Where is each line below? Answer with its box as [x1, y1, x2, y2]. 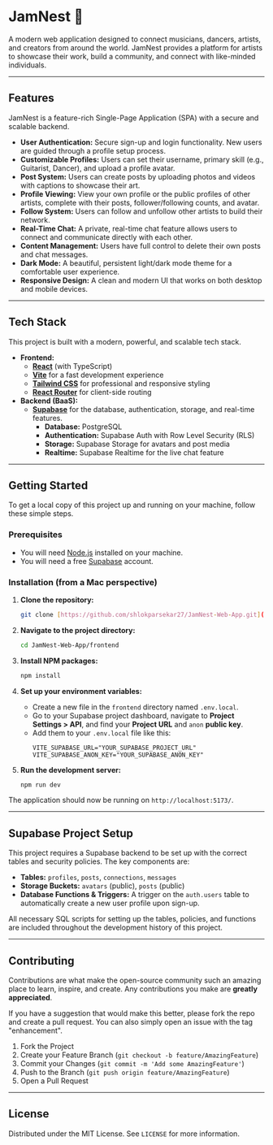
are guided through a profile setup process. [19, 145, 167, 155]
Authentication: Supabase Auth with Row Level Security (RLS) [44, 430, 255, 440]
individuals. [8, 60, 47, 70]
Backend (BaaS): [19, 396, 79, 406]
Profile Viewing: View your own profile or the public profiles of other [19, 189, 251, 198]
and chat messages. [19, 249, 89, 259]
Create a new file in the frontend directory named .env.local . [32, 702, 239, 712]
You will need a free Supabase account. [19, 556, 154, 566]
